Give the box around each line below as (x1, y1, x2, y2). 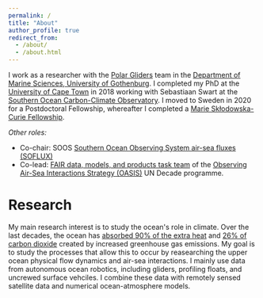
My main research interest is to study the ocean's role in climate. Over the (8, 222, 250, 231)
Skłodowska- (211, 104, 254, 113)
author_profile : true (8, 26, 80, 34)
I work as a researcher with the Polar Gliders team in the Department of (8, 71, 241, 79)
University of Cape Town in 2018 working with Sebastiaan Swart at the (8, 87, 238, 96)
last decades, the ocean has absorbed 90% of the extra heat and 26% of (8, 231, 247, 240)
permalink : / (8, 11, 51, 20)
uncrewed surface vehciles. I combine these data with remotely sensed (8, 273, 242, 282)
